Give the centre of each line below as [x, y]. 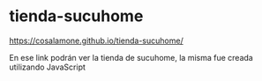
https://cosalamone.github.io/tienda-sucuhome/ [96, 40]
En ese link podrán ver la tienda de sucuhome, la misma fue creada [131, 57]
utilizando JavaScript [48, 67]
